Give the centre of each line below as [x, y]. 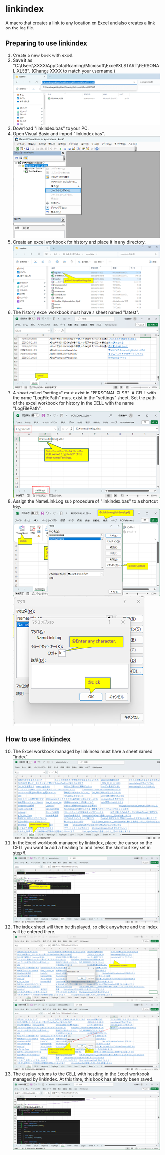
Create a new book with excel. [43, 55]
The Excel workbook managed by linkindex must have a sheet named [82, 751]
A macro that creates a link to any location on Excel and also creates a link [80, 23]
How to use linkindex [38, 740]
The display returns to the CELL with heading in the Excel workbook [81, 1074]
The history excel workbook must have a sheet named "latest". [76, 312]
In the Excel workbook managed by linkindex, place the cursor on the [82, 842]
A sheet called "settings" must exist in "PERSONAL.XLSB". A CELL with [84, 393]
